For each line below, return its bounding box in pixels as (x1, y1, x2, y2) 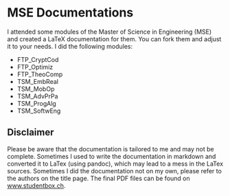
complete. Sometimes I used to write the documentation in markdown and (7, 152, 216, 160)
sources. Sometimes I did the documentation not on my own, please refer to (7, 166, 222, 175)
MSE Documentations (7, 5, 134, 21)
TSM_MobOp (16, 85, 55, 93)
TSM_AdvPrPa (16, 91, 58, 100)
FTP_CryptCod (16, 55, 59, 63)
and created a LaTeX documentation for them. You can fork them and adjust (7, 34, 222, 43)
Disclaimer (7, 127, 54, 138)
